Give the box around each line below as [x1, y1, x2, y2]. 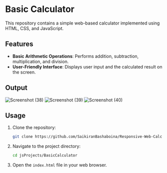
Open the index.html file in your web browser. [12, 162, 107, 168]
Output [5, 83, 27, 92]
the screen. [12, 69, 36, 75]
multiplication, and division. [12, 58, 69, 64]
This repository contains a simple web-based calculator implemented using [5, 20, 160, 26]
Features [5, 40, 33, 48]
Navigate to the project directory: [12, 143, 81, 149]
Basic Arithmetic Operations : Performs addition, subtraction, [12, 53, 139, 59]
